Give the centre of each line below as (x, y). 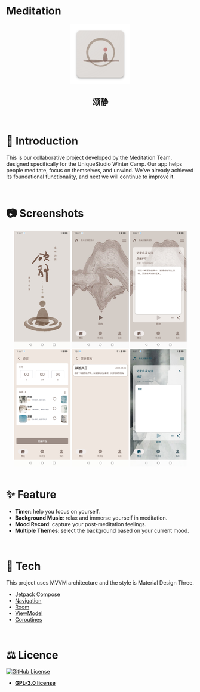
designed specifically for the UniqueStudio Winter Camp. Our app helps (94, 164)
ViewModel (29, 613)
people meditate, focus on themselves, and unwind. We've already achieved (100, 170)
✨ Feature (31, 494)
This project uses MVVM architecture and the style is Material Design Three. (100, 582)
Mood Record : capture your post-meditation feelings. (81, 524)
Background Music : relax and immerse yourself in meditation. (91, 518)
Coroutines (28, 619)
